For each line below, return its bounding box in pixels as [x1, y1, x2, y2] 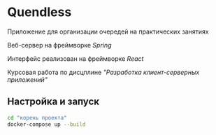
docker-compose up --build [7, 120, 86, 128]
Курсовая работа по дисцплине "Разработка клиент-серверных [7, 68, 200, 76]
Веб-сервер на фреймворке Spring [7, 41, 112, 49]
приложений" [7, 75, 48, 84]
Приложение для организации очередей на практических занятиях [7, 27, 209, 36]
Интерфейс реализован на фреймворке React [7, 54, 144, 63]
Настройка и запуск [7, 96, 100, 108]
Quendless [7, 4, 72, 20]
